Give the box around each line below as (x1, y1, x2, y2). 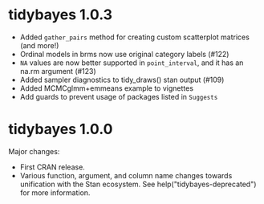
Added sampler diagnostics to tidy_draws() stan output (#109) (19, 75, 225, 84)
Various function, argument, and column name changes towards (19, 170, 233, 180)
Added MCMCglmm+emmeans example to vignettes (19, 83, 194, 93)
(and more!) (19, 40, 59, 50)
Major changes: (8, 146, 60, 156)
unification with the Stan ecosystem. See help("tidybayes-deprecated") (19, 179, 257, 189)
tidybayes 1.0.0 (8, 120, 113, 138)
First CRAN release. (19, 162, 86, 172)
